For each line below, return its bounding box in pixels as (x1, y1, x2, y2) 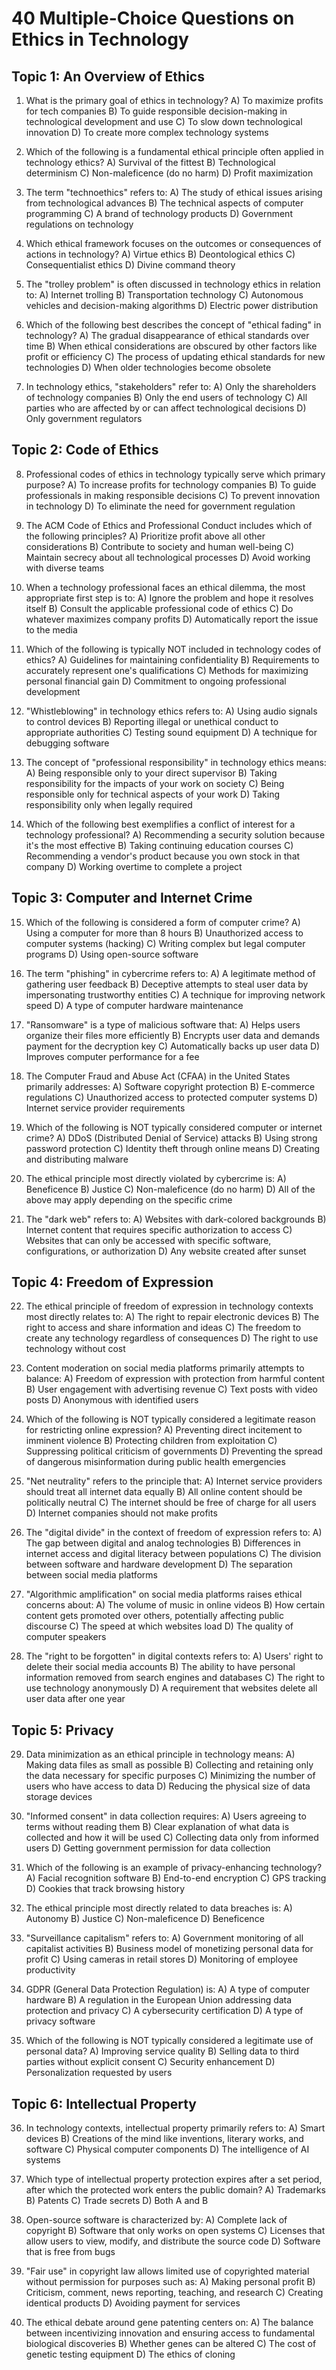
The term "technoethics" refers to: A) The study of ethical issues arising (25, 187, 323, 198)
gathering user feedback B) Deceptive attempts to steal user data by (25, 978, 309, 990)
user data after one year (25, 1693, 126, 1705)
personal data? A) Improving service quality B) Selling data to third (25, 2045, 299, 2057)
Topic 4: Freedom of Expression (11, 1274, 214, 1291)
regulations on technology (25, 218, 134, 230)
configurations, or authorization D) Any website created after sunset (25, 1245, 307, 1257)
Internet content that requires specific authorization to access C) (25, 1223, 293, 1236)
